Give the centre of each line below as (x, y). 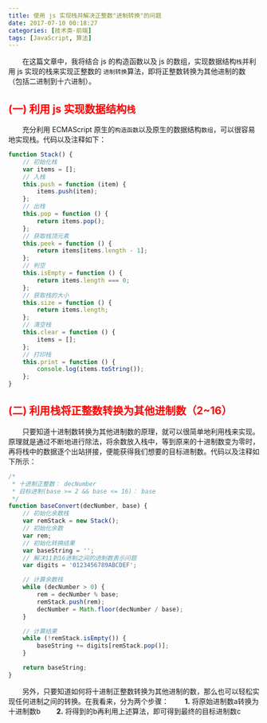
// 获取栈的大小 (46, 295)
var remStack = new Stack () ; (71, 521)
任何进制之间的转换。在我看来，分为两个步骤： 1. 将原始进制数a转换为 (137, 701)
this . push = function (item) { (75, 184)
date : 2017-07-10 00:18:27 (53, 23)
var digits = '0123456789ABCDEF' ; (80, 565)
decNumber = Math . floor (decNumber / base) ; (110, 609)
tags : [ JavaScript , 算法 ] (50, 38)
